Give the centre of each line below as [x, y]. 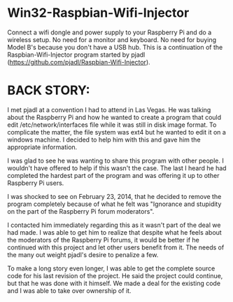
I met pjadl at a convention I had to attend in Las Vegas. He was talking [109, 109]
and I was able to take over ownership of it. [69, 290]
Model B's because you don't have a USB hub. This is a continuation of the [115, 47]
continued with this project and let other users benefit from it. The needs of [116, 247]
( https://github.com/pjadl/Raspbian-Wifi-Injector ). [79, 62]
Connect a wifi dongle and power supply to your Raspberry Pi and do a [110, 32]
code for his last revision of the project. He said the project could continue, [115, 275]
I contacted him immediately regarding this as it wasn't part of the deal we [114, 225]
